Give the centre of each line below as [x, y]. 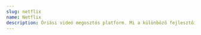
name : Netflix [24, 17]
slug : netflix [24, 12]
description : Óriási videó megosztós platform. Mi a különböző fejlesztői [101, 23]
